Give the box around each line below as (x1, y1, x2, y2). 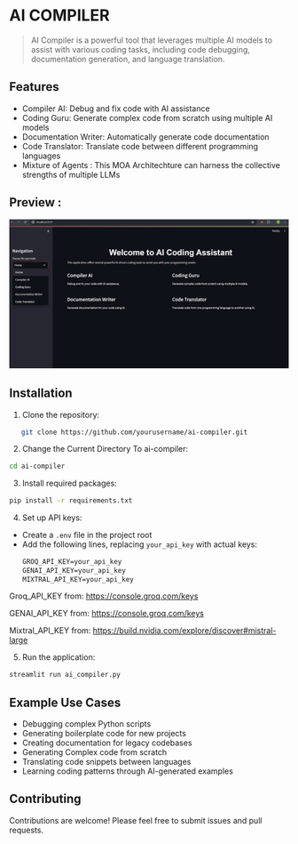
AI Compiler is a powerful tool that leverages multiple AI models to (30, 35, 273, 45)
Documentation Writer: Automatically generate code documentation (21, 131, 270, 142)
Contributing (9, 792, 82, 807)
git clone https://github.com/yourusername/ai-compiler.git (20, 428, 248, 437)
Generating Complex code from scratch (21, 746, 168, 757)
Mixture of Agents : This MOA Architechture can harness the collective (21, 159, 281, 170)
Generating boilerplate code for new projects (21, 727, 186, 738)
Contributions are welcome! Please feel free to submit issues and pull (9, 815, 263, 825)
